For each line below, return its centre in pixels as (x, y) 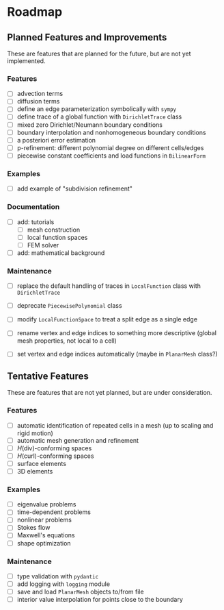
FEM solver (43, 245)
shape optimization (44, 543)
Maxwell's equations (46, 535)
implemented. (26, 61)
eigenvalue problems (46, 504)
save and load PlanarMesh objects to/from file (81, 592)
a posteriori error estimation (56, 140)
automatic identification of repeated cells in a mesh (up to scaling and (115, 425)
